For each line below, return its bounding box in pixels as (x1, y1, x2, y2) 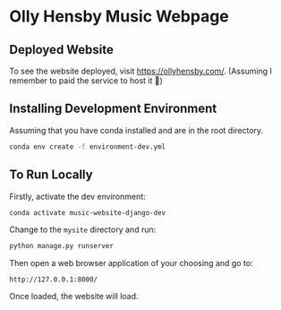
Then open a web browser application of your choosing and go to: (9, 258, 253, 269)
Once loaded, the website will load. (9, 291, 139, 302)
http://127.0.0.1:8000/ (9, 275, 98, 284)
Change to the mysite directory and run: (9, 224, 157, 235)
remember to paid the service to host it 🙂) (9, 75, 163, 86)
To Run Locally (9, 168, 93, 183)
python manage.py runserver (9, 242, 115, 251)
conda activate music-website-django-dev (9, 208, 166, 217)
